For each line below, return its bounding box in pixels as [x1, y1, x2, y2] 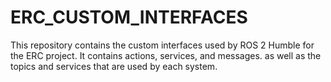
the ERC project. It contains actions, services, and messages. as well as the [10, 49, 322, 61]
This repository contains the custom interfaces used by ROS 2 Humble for [10, 39, 315, 51]
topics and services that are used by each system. [10, 60, 218, 72]
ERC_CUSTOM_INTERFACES [10, 6, 248, 29]
